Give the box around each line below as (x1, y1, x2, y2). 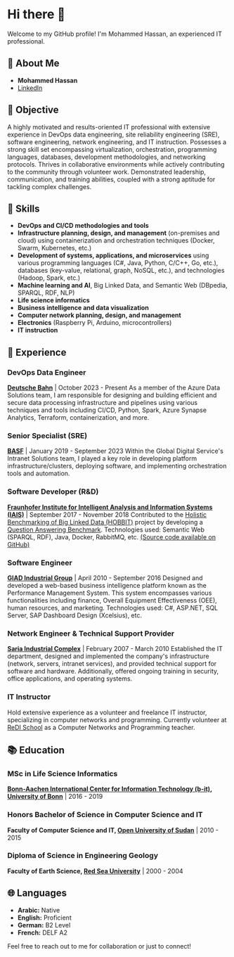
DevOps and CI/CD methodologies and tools (17, 221, 149, 230)
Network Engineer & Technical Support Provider (7, 629, 174, 638)
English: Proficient (17, 913, 72, 922)
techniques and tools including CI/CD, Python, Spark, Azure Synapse (7, 406, 207, 414)
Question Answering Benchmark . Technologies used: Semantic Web (7, 525, 205, 534)
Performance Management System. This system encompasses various (7, 589, 212, 597)
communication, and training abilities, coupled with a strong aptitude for (7, 175, 216, 184)
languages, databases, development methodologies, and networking (7, 153, 206, 161)
